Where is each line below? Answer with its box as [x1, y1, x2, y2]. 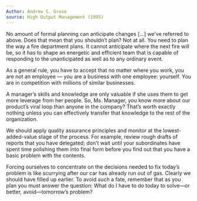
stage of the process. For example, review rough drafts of [38, 133, 178, 140]
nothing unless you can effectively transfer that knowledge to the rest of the [6, 109, 191, 116]
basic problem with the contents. [6, 152, 86, 159]
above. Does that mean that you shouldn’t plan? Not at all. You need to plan [6, 36, 188, 43]
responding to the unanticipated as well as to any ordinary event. [6, 55, 163, 62]
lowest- [163, 127, 182, 134]
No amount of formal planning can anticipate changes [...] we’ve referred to [6, 30, 189, 37]
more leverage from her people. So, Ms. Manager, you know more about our [6, 96, 191, 103]
